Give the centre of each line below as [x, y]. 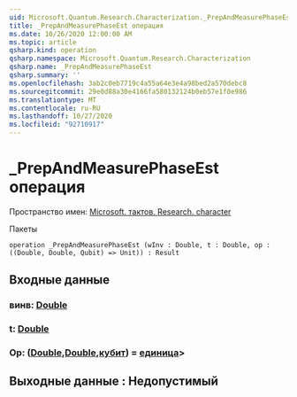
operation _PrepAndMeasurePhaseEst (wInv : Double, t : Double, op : [140, 245]
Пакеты [23, 229]
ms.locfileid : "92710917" [57, 125]
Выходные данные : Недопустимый [114, 381]
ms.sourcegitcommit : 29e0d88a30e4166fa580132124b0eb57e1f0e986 [128, 91]
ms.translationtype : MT [53, 100]
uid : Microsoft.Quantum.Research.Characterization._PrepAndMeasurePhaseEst [152, 17]
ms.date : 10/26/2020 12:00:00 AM [71, 34]
